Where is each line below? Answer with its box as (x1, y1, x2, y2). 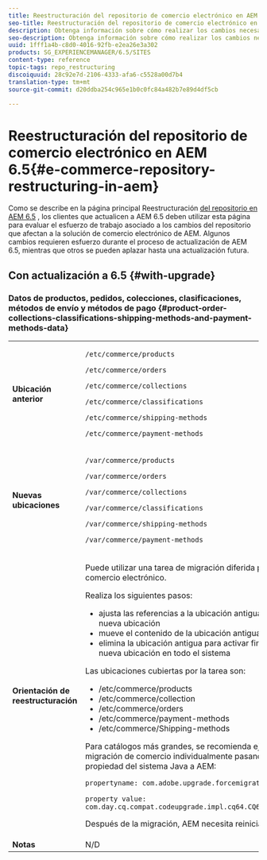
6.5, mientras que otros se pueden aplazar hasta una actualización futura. (8, 245, 250, 255)
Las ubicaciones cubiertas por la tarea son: (84, 665, 246, 676)
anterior (12, 394, 44, 404)
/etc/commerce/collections (84, 382, 188, 390)
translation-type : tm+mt (8, 78, 91, 86)
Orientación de (12, 685, 70, 696)
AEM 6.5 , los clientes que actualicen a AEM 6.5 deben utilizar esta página (8, 212, 250, 222)
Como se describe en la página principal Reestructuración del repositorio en (8, 203, 258, 213)
